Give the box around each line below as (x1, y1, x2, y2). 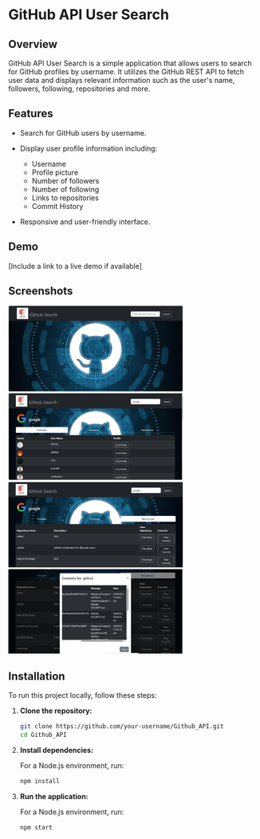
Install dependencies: (19, 746, 94, 755)
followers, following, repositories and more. (8, 84, 151, 93)
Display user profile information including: (19, 144, 158, 153)
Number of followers (31, 175, 100, 185)
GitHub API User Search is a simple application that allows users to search (8, 58, 253, 68)
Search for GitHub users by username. (19, 128, 147, 137)
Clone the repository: (19, 706, 93, 715)
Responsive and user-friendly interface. (19, 217, 151, 226)
